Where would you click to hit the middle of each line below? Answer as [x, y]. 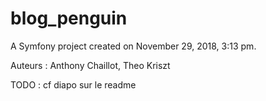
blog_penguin [69, 18]
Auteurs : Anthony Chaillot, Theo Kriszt [90, 65]
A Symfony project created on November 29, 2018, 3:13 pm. [133, 46]
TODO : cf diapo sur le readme [73, 84]
